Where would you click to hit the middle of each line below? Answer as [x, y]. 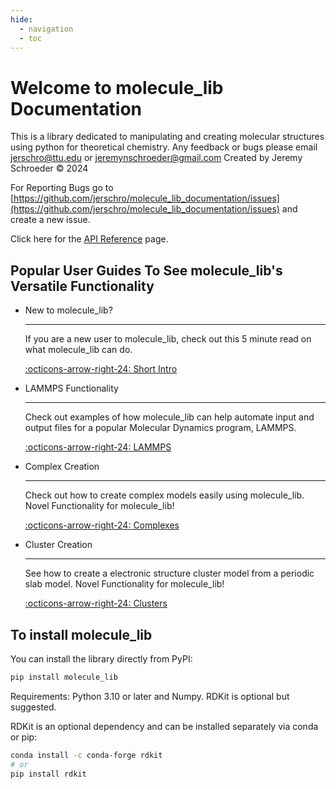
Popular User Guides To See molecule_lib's [146, 270]
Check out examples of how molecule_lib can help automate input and [169, 417]
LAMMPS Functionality [71, 388]
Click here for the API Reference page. [89, 239]
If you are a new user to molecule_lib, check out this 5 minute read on [168, 339]
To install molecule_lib [81, 634]
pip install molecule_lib [64, 677]
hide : [21, 19]
